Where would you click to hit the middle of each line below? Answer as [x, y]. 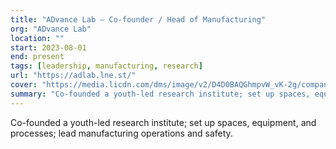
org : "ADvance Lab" [51, 29]
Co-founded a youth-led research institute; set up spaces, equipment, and [163, 122]
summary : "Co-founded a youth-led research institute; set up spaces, [160, 94]
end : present [37, 57]
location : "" [37, 38]
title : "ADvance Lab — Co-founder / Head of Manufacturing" [138, 19]
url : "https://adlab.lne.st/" [73, 76]
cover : [24, 85]
